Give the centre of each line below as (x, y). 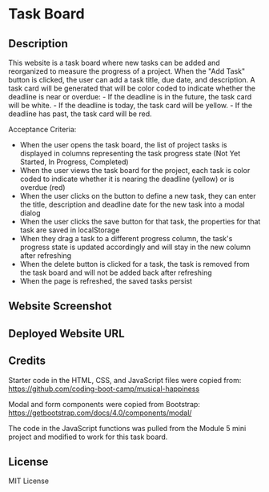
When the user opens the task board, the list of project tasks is (123, 145)
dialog (30, 213)
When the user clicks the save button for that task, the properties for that (140, 222)
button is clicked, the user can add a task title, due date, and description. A (132, 80)
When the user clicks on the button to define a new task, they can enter (138, 196)
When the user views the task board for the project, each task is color (135, 170)
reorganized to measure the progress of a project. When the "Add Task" (127, 71)
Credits (27, 361)
